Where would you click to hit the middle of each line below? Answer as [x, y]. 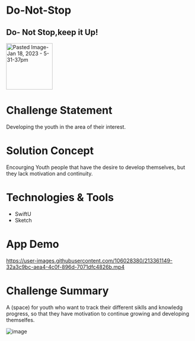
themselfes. [20, 320]
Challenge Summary [57, 291]
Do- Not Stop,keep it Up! [52, 32]
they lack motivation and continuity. [49, 173]
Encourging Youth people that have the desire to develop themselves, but [96, 167]
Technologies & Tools [60, 198]
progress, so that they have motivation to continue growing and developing [98, 313]
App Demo [33, 244]
